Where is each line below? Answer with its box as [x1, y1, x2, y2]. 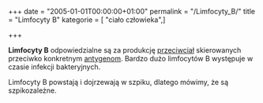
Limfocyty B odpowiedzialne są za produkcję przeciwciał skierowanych [8, 46, 242, 54]
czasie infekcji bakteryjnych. [8, 62, 101, 72]
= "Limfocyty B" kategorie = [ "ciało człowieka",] [8, 15, 166, 24]
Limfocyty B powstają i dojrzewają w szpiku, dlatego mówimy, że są [8, 78, 229, 86]
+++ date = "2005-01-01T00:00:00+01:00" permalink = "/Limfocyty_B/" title [8, 7, 255, 16]
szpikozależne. [8, 86, 57, 95]
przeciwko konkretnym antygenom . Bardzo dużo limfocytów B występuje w [8, 54, 254, 63]
